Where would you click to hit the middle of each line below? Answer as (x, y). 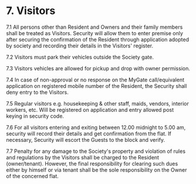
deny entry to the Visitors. (38, 92)
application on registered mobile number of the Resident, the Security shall (97, 86)
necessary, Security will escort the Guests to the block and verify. (86, 139)
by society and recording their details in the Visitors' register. (80, 46)
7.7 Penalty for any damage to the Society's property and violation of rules (96, 151)
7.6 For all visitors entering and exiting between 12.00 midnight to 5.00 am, (96, 127)
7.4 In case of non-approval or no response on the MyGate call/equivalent (95, 80)
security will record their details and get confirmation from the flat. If (89, 134)
